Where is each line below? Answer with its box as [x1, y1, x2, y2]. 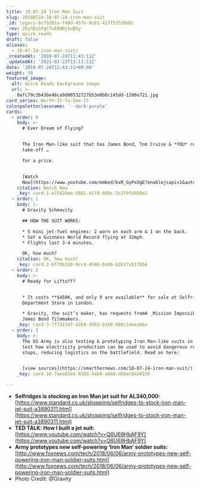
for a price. [21, 158, 55, 164]
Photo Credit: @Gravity [14, 475, 72, 482]
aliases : [6, 42, 28, 48]
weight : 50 [6, 70, 33, 76]
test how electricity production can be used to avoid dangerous [21, 344, 187, 350]
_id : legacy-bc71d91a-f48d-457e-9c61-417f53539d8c [6, 20, 135, 26]
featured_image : [6, 75, 46, 81]
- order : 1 [11, 196, 39, 202]
